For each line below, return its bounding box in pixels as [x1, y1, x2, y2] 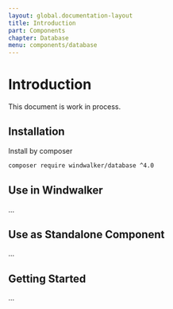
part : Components [8, 26, 66, 34]
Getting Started [8, 272, 86, 285]
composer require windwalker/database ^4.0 [8, 161, 155, 170]
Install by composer [8, 146, 73, 155]
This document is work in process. [8, 102, 121, 111]
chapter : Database [8, 33, 69, 42]
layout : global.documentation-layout [8, 11, 133, 20]
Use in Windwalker [8, 184, 103, 198]
